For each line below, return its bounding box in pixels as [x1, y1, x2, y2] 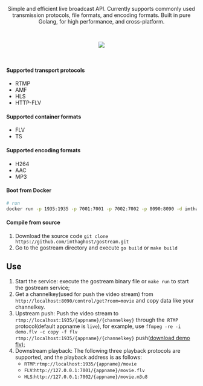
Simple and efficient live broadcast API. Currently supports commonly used [8, 5, 195, 12]
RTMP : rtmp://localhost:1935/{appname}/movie [24, 359, 137, 367]
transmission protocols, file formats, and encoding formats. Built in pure [12, 11, 191, 19]
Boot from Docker [6, 187, 52, 194]
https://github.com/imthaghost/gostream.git [14, 239, 129, 245]
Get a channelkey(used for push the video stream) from [14, 290, 153, 298]
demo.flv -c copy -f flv [14, 329, 78, 335]
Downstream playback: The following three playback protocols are [14, 347, 181, 354]
